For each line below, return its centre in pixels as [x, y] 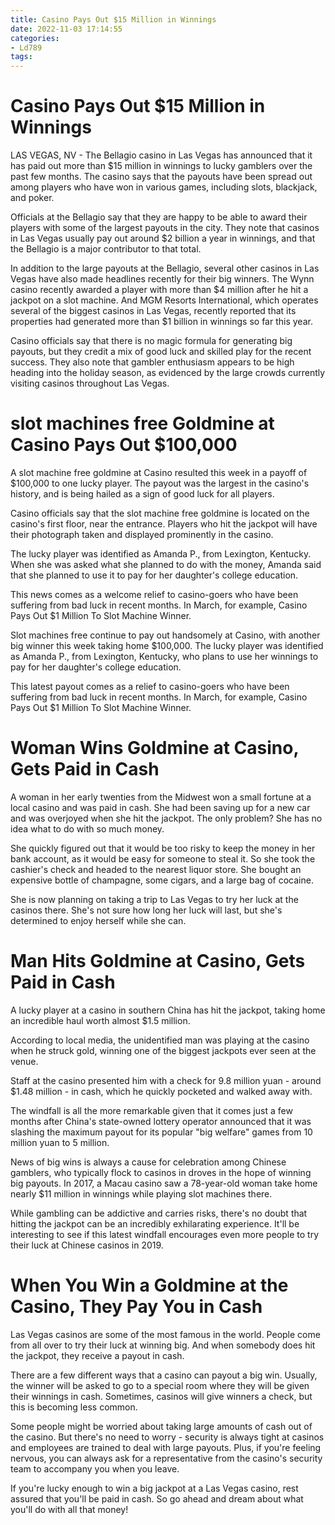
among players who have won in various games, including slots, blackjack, [164, 187]
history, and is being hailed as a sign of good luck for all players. [142, 494]
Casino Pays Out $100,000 [124, 445]
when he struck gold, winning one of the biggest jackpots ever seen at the [163, 1050]
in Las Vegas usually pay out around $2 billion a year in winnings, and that [163, 238]
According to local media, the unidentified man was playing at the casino [160, 1040]
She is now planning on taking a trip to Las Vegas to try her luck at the [154, 899]
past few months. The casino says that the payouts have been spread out [161, 177]
